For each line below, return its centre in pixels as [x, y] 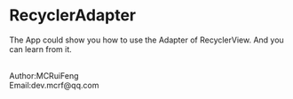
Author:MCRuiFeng [44, 75]
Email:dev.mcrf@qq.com [54, 85]
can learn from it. [41, 49]
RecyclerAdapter [72, 15]
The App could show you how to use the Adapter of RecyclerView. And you [146, 40]
